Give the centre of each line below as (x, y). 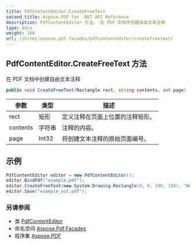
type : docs (19, 28)
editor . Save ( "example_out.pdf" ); (47, 191)
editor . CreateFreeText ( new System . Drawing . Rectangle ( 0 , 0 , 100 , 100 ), (94, 186)
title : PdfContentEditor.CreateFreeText (56, 11)
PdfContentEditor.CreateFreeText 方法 (77, 64)
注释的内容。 (80, 127)
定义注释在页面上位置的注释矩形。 (109, 116)
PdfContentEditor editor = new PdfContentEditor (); (70, 175)
